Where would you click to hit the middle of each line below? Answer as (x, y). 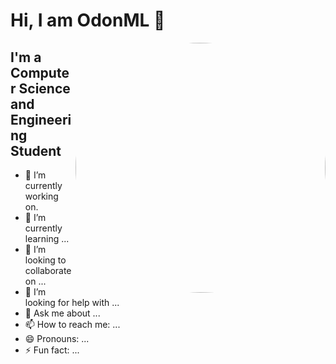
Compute (40, 72)
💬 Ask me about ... (62, 313)
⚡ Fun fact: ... (52, 350)
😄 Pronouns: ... (57, 338)
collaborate (48, 270)
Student (36, 150)
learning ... (47, 238)
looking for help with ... (72, 302)
